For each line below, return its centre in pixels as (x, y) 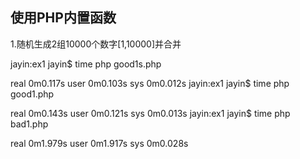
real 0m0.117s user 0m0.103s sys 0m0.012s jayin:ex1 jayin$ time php (150, 83)
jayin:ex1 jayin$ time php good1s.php (86, 64)
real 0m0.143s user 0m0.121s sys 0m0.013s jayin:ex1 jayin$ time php (150, 113)
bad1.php (29, 124)
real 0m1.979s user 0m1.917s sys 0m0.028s (99, 143)
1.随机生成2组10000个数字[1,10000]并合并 (96, 44)
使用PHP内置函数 (63, 18)
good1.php (32, 94)
